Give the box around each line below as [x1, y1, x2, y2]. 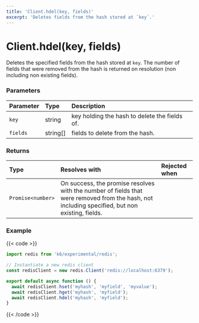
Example [6, 226, 32, 234]
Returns [6, 146, 30, 154]
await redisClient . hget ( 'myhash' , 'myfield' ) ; [11, 289, 129, 295]
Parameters [6, 86, 40, 95]
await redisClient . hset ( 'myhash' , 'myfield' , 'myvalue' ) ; [11, 283, 158, 290]
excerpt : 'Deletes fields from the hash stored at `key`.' [6, 14, 155, 20]
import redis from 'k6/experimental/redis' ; [6, 251, 118, 257]
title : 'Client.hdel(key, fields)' [6, 8, 94, 15]
